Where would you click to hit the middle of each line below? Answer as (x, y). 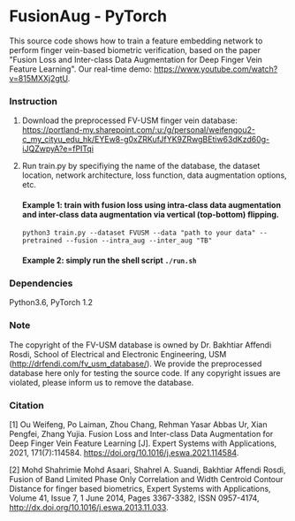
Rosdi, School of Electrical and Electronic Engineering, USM (118, 354)
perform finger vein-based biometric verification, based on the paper (135, 50)
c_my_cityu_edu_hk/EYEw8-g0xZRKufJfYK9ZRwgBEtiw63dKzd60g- (146, 140)
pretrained (42, 241)
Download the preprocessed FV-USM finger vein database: (130, 120)
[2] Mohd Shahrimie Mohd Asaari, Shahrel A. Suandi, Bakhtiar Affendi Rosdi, (147, 470)
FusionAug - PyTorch (88, 16)
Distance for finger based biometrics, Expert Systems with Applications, (140, 488)
